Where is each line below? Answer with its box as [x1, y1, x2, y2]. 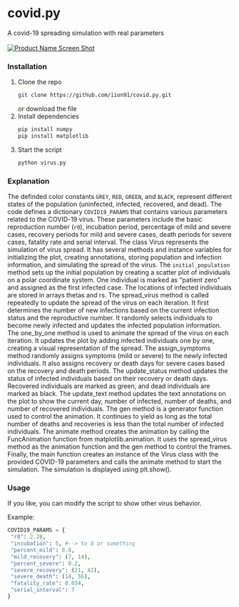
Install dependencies [17, 112, 80, 121]
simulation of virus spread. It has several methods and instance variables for [7, 245, 232, 254]
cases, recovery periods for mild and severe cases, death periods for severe [7, 230, 232, 239]
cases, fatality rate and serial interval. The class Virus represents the [7, 238, 209, 247]
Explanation [7, 176, 50, 186]
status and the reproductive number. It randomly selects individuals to [7, 314, 213, 322]
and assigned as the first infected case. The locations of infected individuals [7, 283, 232, 292]
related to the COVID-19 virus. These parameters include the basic [7, 215, 203, 224]
